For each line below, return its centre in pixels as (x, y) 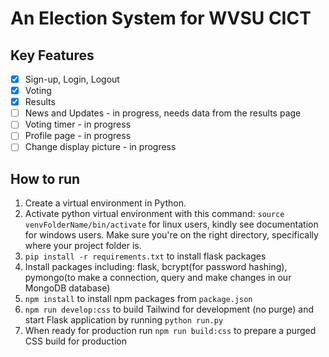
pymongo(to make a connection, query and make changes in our (158, 278)
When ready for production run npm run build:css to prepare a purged (170, 331)
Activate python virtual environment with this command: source (154, 214)
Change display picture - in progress (100, 147)
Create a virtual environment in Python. (105, 203)
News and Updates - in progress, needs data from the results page (163, 113)
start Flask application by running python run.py (124, 320)
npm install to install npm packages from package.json (138, 299)
